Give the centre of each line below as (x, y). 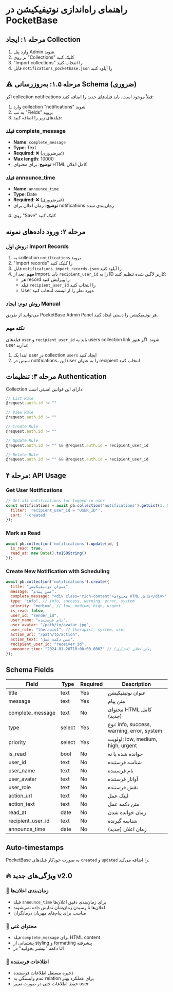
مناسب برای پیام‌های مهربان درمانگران (50, 913)
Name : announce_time (36, 189)
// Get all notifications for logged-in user (55, 501)
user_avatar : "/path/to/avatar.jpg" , (51, 625)
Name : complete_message (40, 142)
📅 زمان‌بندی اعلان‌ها (27, 891)
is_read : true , (27, 548)
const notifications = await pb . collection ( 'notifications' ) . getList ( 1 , (85, 505)
